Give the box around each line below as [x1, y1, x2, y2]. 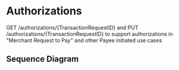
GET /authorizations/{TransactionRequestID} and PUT [6, 24, 138, 31]
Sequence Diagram [6, 54, 79, 64]
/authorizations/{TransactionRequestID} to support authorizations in [6, 30, 173, 37]
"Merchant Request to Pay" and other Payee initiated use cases [6, 36, 162, 44]
